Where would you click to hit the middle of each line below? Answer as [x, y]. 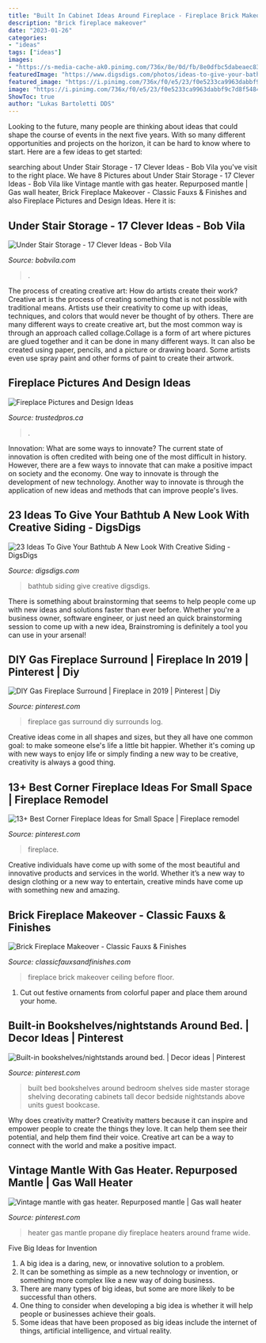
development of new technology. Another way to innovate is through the [126, 482]
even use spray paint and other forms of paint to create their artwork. [121, 358]
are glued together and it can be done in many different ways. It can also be [132, 341]
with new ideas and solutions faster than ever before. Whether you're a [124, 609]
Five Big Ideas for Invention [53, 1248]
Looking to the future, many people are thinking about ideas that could [123, 127]
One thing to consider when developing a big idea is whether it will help [136, 1305]
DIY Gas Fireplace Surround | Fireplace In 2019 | [129, 660]
